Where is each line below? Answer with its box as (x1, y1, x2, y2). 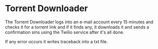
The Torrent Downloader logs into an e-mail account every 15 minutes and (5, 19, 154, 25)
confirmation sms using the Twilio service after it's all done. (5, 29, 124, 35)
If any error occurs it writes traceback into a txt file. (5, 38, 108, 44)
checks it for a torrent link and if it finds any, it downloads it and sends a (5, 24, 149, 30)
